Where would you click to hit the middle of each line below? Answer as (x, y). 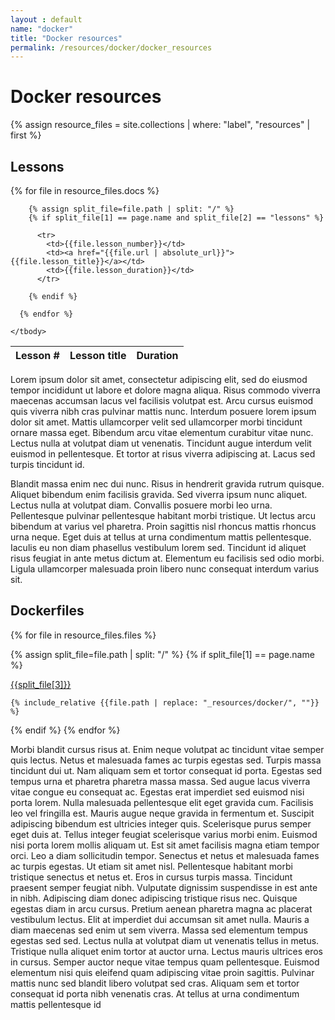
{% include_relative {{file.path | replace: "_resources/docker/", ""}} (165, 702)
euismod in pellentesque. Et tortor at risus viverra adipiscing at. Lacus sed (163, 454)
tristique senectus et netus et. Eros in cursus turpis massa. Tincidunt (151, 877)
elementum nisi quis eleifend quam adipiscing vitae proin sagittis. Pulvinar (162, 972)
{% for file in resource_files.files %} (83, 635)
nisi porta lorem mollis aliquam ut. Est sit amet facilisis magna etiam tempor (165, 845)
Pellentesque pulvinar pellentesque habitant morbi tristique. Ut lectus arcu (163, 515)
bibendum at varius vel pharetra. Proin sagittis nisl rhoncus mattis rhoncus (163, 526)
